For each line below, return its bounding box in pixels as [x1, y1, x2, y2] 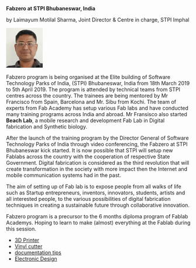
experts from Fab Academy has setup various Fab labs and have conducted [6, 105, 189, 112]
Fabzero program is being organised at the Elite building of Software [6, 74, 171, 81]
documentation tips [14, 249, 61, 256]
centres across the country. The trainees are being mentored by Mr [6, 92, 169, 99]
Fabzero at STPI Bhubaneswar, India [6, 5, 95, 12]
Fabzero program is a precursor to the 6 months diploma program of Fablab [6, 213, 188, 220]
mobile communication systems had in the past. [6, 172, 122, 179]
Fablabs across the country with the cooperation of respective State [6, 153, 170, 160]
